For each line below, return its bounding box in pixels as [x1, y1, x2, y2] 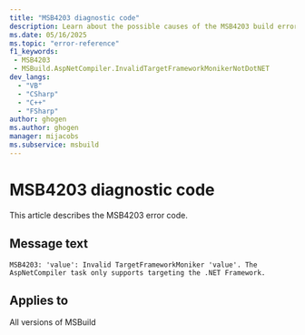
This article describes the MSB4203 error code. [9, 209, 189, 220]
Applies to [9, 292, 69, 308]
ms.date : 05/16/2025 [9, 30, 88, 39]
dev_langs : [9, 73, 51, 82]
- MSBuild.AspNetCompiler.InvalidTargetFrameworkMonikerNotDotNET [13, 65, 271, 74]
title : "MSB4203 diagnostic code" [9, 13, 141, 23]
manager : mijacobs [9, 132, 79, 141]
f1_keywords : [9, 47, 59, 56]
